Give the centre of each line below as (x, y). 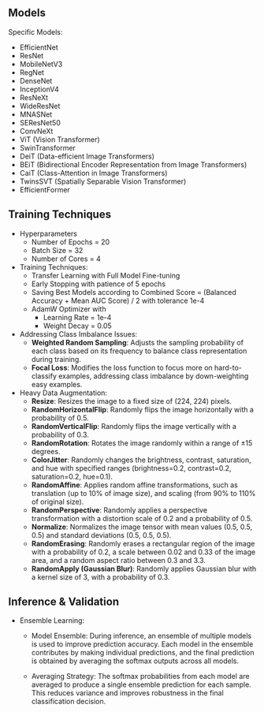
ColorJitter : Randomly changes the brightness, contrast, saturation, (141, 460)
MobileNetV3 (41, 64)
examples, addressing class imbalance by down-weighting (154, 376)
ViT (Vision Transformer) (59, 139)
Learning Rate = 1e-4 (77, 317)
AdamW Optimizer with (69, 309)
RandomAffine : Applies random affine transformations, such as (134, 485)
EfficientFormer (45, 189)
